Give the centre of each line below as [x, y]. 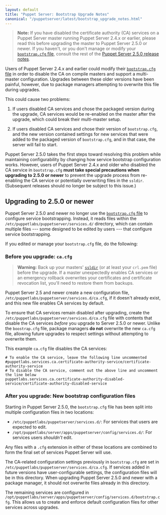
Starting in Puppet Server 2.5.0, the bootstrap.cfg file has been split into [79, 407]
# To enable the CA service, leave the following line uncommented [76, 358]
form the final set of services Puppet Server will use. [59, 452]
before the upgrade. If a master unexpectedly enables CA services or [88, 273]
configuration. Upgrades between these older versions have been [87, 79]
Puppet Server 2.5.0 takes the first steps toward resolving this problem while [83, 154]
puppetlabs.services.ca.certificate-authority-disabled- [65, 379]
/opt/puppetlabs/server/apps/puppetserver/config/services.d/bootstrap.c [83, 497]
